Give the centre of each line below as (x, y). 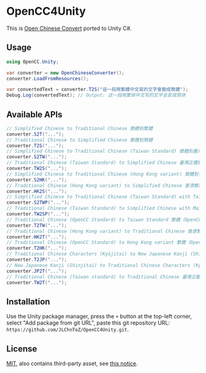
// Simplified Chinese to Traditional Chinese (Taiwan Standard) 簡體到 (100, 152)
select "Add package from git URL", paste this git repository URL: (88, 323)
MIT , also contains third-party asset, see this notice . (72, 364)
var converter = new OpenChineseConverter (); (65, 73)
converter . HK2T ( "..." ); (37, 237)
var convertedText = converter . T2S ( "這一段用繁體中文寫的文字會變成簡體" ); (97, 90)
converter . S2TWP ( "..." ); (38, 203)
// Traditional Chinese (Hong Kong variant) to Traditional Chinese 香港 (102, 231)
